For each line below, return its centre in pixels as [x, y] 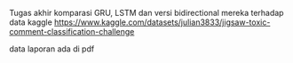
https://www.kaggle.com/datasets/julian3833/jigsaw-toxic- [162, 22]
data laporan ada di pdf [52, 49]
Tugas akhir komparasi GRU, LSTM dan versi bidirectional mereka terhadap [146, 13]
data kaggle [31, 22]
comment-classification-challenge [72, 31]
